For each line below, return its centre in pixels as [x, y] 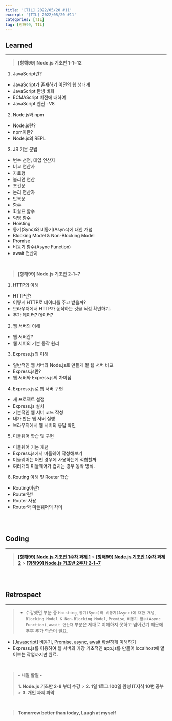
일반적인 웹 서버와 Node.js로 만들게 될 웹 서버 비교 [63, 365]
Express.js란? [27, 371]
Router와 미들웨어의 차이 [38, 507]
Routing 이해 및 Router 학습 [41, 477]
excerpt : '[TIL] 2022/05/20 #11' [41, 15]
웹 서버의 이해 [26, 326]
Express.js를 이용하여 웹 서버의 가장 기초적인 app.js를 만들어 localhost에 [86, 648]
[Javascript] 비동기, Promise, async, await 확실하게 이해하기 [74, 642]
